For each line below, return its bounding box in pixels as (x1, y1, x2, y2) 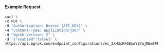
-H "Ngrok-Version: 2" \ (4, 32, 55, 37)
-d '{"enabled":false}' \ (4, 37, 57, 42)
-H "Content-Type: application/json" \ (4, 28, 86, 33)
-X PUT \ (4, 19, 22, 24)
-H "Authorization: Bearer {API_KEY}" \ (4, 23, 88, 28)
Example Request (4, 4, 41, 10)
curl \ (4, 14, 18, 19)
